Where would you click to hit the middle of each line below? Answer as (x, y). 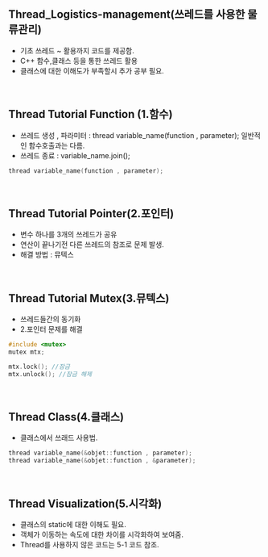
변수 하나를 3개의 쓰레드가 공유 (68, 235)
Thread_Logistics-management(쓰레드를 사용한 (127, 15)
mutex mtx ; (27, 352)
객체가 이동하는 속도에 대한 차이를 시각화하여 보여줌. (101, 534)
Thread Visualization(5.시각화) (85, 503)
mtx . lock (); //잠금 (39, 366)
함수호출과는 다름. (57, 145)
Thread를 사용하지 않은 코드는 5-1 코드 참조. (89, 544)
